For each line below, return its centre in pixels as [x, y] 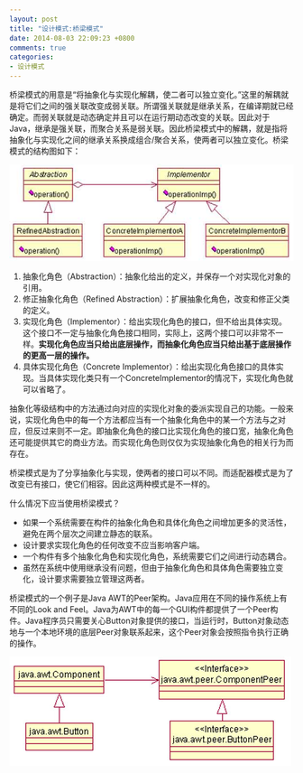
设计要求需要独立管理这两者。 [94, 579]
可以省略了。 [46, 389]
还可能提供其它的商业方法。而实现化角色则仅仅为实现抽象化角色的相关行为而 [151, 442]
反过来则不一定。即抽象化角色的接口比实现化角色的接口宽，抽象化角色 [163, 431]
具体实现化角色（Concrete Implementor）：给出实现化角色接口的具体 [149, 367]
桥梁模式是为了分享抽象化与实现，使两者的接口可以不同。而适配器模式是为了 [151, 472]
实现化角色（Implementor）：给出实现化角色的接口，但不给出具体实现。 [154, 321]
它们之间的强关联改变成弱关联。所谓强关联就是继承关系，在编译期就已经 [159, 106]
